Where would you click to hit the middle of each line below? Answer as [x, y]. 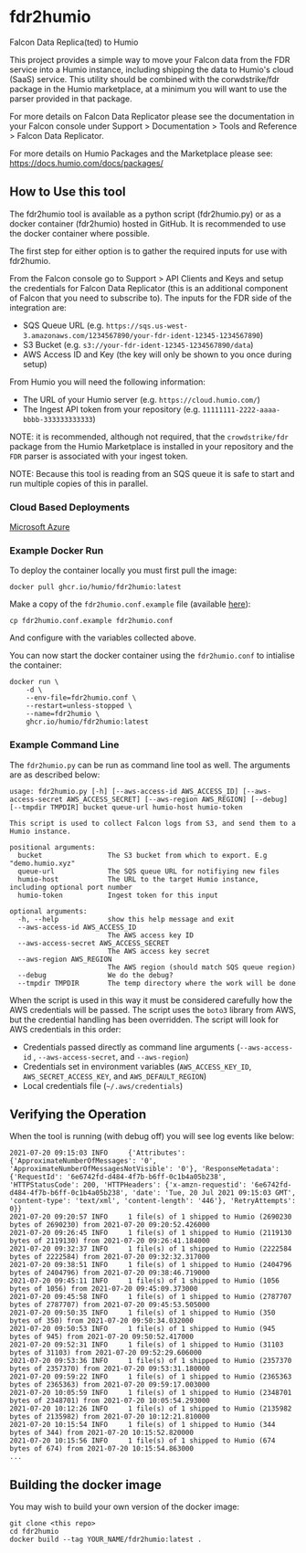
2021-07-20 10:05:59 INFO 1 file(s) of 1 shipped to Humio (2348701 [151, 1393]
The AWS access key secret [158, 951]
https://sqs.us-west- [147, 326]
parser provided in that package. [71, 99]
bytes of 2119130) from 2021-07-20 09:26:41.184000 [110, 1241]
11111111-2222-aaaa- [241, 410]
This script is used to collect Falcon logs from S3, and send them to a [153, 823]
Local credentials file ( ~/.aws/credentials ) [103, 1085]
